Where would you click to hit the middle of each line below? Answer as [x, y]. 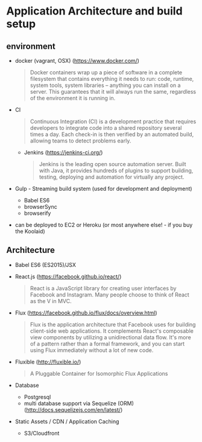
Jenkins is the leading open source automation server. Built [112, 164]
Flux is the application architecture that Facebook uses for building [113, 324]
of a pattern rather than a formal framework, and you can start [107, 344]
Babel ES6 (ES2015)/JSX [46, 264]
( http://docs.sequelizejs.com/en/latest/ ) [73, 409]
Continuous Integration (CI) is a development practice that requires [113, 121]
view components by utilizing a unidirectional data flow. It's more [110, 337]
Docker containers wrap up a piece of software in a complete [106, 72]
